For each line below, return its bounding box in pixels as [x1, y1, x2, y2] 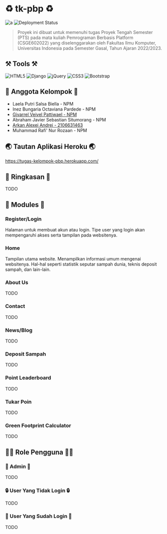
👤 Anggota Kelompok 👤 [5, 87, 78, 96]
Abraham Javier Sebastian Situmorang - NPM [12, 116, 106, 122]
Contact [5, 303, 25, 310]
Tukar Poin [5, 398, 32, 405]
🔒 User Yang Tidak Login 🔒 [5, 487, 70, 494]
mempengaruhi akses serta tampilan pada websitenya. [5, 232, 118, 238]
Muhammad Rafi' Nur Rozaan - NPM [12, 127, 87, 133]
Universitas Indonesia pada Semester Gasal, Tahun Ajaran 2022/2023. [17, 45, 162, 51]
